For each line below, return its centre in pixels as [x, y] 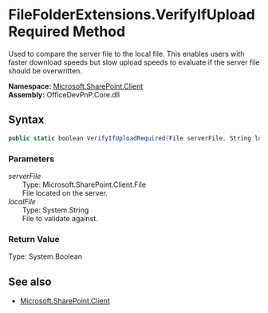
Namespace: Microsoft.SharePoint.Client [76, 86]
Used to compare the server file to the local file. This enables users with [126, 53]
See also [30, 281]
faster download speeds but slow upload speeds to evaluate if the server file [134, 62]
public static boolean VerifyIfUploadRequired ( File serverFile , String [130, 138]
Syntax [26, 120]
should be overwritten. [45, 70]
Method [99, 32]
